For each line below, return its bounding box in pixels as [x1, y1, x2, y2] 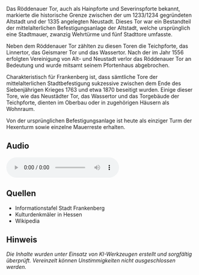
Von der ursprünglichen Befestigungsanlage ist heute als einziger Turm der [6, 117, 192, 124]
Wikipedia [14, 217, 40, 224]
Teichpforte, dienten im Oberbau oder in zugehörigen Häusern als [6, 99, 170, 106]
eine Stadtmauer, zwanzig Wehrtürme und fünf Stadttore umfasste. [6, 31, 173, 38]
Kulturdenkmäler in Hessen [14, 210, 82, 218]
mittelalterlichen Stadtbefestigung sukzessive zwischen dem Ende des [6, 80, 182, 87]
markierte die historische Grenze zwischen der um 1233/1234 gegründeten [6, 11, 192, 19]
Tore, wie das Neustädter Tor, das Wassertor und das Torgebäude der [6, 93, 180, 100]
